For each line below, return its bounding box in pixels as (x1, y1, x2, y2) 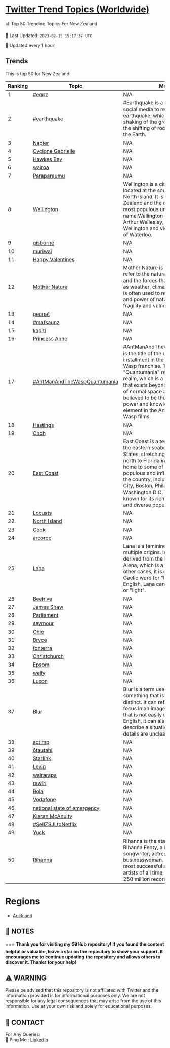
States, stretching (123, 450, 165, 458)
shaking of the (123, 118, 157, 125)
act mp (32, 738, 50, 745)
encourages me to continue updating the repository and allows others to (5, 954, 161, 960)
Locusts (32, 509, 52, 516)
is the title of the (123, 350, 162, 357)
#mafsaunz (32, 319, 60, 326)
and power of (123, 296, 155, 303)
